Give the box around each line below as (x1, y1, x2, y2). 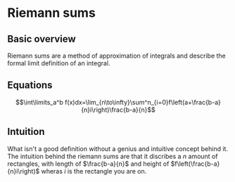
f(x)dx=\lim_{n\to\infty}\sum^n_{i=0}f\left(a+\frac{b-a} (64, 98, 222, 106)
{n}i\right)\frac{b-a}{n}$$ (80, 105, 156, 114)
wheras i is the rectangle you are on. (41, 167, 147, 175)
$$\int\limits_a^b (15, 98, 63, 106)
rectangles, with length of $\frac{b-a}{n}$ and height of (7, 160, 170, 168)
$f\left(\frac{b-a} (170, 160, 220, 168)
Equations (7, 79, 53, 91)
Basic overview (7, 33, 76, 45)
